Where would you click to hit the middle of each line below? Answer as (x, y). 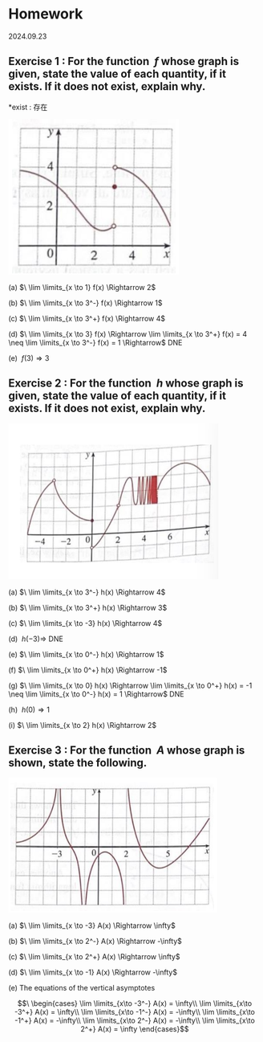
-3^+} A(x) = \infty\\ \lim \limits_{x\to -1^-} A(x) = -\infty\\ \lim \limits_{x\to (135, 1012)
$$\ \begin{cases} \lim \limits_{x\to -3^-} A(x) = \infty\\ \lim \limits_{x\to (135, 1003)
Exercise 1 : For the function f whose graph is (124, 61)
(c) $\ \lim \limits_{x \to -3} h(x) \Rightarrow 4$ (85, 623)
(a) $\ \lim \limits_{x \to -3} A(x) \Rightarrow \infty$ (92, 926)
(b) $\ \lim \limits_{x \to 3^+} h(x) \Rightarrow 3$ (88, 607)
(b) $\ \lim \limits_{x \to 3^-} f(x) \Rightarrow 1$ (85, 303)
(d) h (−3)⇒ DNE (36, 639)
